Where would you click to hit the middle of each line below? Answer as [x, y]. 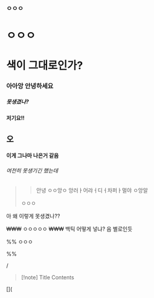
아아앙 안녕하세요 [30, 86]
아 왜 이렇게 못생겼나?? [33, 216]
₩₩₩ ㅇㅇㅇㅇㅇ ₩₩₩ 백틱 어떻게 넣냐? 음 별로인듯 [69, 229]
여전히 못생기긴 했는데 [32, 170]
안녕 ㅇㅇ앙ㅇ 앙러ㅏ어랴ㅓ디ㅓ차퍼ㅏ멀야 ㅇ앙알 [92, 190]
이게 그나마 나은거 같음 [33, 156]
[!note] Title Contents [47, 277]
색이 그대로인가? [45, 66]
